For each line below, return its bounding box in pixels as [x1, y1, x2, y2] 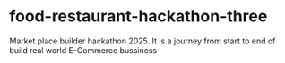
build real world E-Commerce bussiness [9, 44, 158, 55]
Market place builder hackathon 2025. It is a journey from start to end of [9, 35, 276, 46]
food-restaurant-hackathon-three [9, 6, 268, 27]
